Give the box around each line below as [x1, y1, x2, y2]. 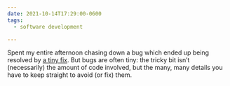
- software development [13, 23, 83, 30]
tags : [7, 17, 23, 24]
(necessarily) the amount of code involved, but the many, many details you [7, 64, 223, 72]
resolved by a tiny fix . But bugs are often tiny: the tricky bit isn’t [7, 56, 190, 64]
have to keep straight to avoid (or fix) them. [7, 71, 132, 79]
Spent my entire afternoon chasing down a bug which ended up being [7, 48, 209, 57]
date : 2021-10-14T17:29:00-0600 [7, 10, 102, 17]
